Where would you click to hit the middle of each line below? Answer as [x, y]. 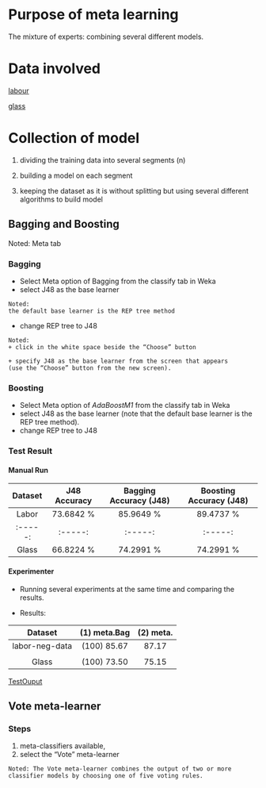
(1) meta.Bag [105, 632]
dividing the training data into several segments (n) [103, 160]
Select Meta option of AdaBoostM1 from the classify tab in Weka [125, 406]
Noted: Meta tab [35, 243]
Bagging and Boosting [64, 224]
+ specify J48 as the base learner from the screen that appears [118, 361]
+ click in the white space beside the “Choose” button [102, 347]
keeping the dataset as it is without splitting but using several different [134, 190]
